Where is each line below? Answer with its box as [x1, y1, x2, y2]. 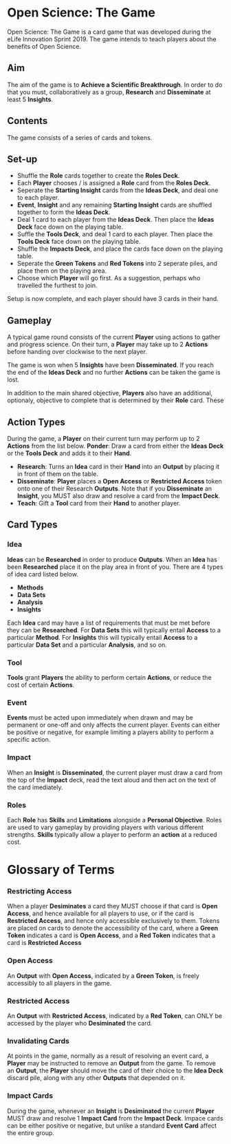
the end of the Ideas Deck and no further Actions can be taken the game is [7, 368, 221, 377]
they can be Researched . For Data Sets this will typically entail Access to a [7, 625, 221, 634]
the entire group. [7, 1128, 55, 1137]
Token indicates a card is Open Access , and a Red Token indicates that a [7, 931, 216, 939]
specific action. [7, 736, 51, 744]
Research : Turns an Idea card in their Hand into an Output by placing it [16, 463, 220, 470]
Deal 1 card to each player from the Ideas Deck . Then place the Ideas [16, 216, 214, 224]
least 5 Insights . [7, 95, 54, 103]
